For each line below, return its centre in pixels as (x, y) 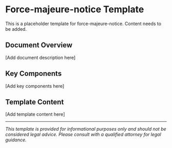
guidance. (16, 140)
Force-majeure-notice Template (75, 9)
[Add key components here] (35, 86)
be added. (16, 29)
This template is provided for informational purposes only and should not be (86, 129)
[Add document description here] (40, 57)
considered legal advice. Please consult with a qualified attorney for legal (83, 135)
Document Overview (39, 45)
